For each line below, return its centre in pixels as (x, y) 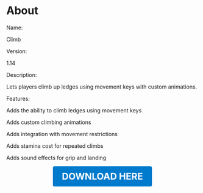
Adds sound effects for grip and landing (56, 158)
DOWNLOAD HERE (102, 176)
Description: (22, 75)
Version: (17, 51)
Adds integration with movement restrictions (62, 134)
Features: (18, 98)
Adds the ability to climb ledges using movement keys (74, 110)
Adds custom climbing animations (49, 122)
